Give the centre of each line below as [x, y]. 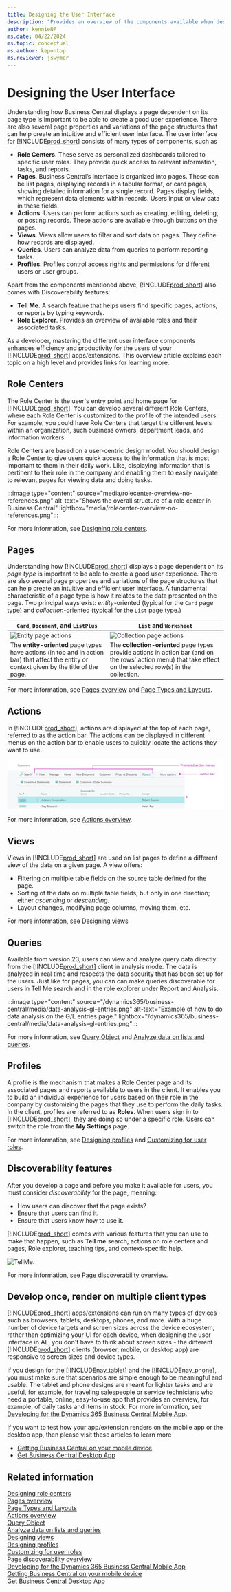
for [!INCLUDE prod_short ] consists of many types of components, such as [112, 141]
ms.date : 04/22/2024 [37, 36]
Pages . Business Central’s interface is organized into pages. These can [118, 176]
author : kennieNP [32, 29]
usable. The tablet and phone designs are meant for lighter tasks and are [110, 1385]
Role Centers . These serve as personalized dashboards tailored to [111, 154]
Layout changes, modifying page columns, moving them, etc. [104, 908]
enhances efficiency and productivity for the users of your [90, 348]
